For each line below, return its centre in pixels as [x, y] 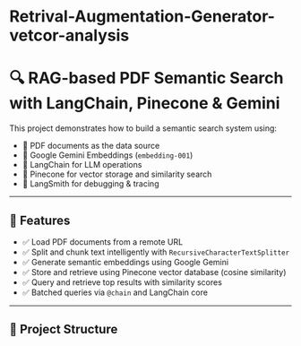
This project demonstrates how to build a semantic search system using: [143, 128]
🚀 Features [40, 220]
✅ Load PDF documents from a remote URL [103, 242]
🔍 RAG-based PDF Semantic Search [146, 78]
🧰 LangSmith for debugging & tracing [90, 184]
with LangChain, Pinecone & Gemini [145, 104]
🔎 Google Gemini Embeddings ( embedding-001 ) [107, 155]
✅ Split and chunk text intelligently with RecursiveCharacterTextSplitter [155, 252]
